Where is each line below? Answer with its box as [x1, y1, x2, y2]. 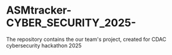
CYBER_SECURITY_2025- [6, 16, 136, 30]
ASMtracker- [6, 4, 72, 17]
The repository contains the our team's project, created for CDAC [6, 35, 167, 43]
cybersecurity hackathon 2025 [6, 42, 82, 49]
